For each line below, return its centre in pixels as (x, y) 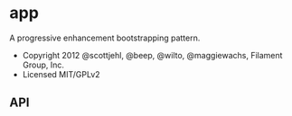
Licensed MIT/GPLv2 (61, 74)
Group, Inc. (43, 65)
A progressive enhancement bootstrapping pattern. (105, 38)
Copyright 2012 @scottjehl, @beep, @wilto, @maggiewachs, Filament (152, 55)
